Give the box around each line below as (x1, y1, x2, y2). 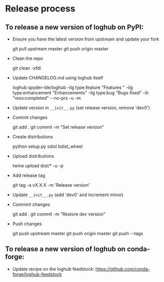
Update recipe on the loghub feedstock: (12, 266, 95, 272)
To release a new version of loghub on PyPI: (5, 23, 144, 31)
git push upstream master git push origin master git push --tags (12, 231, 144, 236)
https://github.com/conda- (95, 266, 151, 272)
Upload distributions (12, 153, 54, 159)
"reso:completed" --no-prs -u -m (12, 95, 81, 101)
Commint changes (12, 202, 50, 207)
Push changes (12, 221, 42, 227)
